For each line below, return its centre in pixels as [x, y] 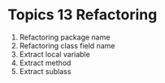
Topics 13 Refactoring [82, 15]
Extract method [45, 63]
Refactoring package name [65, 37]
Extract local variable [54, 54]
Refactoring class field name [67, 45]
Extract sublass [45, 71]
